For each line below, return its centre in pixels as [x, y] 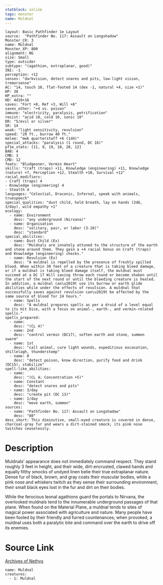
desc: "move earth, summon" [42, 403]
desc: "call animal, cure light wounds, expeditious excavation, [81, 348]
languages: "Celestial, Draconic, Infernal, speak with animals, [72, 194]
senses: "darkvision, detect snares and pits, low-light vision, [72, 79]
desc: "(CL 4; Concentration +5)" [49, 378]
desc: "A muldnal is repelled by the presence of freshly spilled [82, 262]
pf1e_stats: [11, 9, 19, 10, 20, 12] [43, 147]
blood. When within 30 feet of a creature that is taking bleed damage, [80, 267]
